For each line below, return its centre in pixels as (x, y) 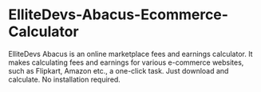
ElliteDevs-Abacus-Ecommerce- (119, 15)
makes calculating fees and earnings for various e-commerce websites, (126, 62)
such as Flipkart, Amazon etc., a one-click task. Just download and (119, 70)
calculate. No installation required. (65, 79)
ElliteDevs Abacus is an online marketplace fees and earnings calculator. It (130, 54)
